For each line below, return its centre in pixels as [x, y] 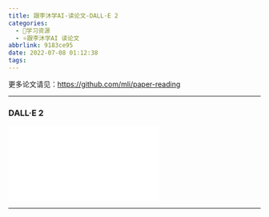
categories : [28, 23]
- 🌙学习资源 [33, 30]
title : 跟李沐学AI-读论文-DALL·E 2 [63, 16]
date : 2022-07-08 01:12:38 [53, 53]
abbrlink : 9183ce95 [41, 46]
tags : [17, 61]
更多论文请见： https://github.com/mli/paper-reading [94, 84]
